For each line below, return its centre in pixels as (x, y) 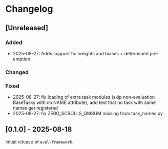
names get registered (35, 108)
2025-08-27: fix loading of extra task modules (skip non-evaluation (84, 97)
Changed (17, 72)
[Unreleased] (27, 28)
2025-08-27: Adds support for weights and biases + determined (81, 53)
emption (22, 59)
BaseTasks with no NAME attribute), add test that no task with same (84, 102)
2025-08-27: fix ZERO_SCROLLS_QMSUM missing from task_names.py (88, 114)
